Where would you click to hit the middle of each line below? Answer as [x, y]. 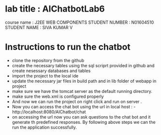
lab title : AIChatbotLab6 [55, 9]
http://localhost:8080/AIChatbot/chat [49, 112]
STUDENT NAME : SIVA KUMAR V [39, 27]
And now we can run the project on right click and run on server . [77, 101]
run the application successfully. [44, 127]
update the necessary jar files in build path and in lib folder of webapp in [84, 81]
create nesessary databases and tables [51, 71]
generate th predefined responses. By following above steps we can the [84, 122]
